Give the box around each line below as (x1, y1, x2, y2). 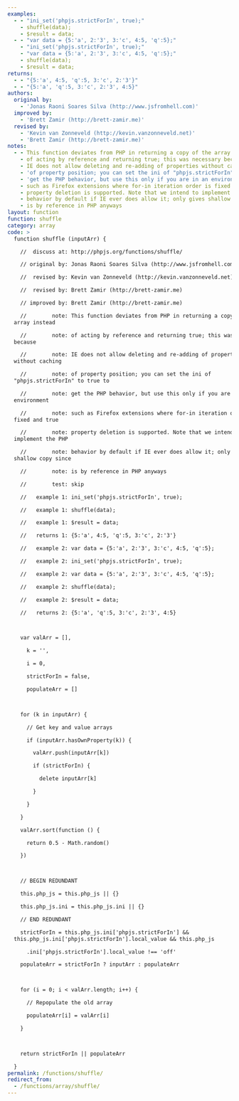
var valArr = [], (20, 634, 72, 642)
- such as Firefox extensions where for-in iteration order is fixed (20, 182, 231, 189)
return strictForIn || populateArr (20, 1050, 126, 1057)
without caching (14, 358, 62, 365)
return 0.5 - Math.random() (26, 839, 110, 846)
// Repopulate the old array (26, 999, 113, 1006)
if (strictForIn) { (33, 762, 91, 770)
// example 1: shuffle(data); (20, 506, 116, 514)
